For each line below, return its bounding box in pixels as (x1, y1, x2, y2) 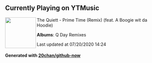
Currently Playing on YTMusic (5, 4, 99, 12)
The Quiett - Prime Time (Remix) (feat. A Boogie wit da (36, 17, 148, 23)
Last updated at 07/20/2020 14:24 (36, 41, 107, 47)
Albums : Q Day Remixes (36, 31, 87, 37)
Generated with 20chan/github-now (5, 53, 81, 59)
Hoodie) (36, 22, 53, 28)
